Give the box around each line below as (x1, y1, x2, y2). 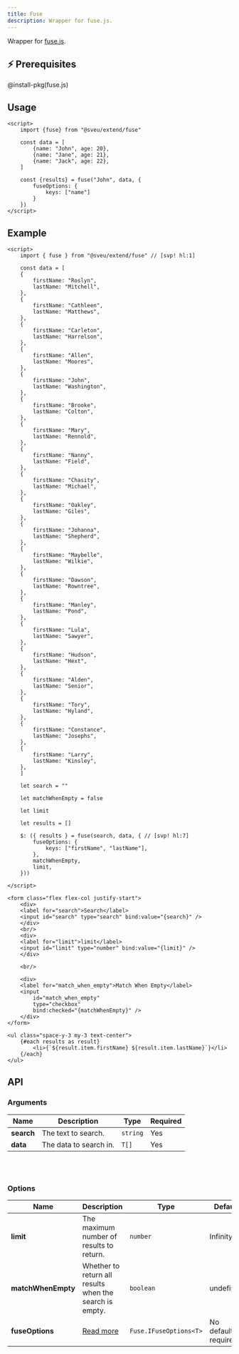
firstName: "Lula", (33, 626, 91, 633)
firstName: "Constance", (33, 726, 107, 733)
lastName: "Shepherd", (33, 533, 100, 540)
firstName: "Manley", (33, 601, 97, 608)
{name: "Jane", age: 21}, (33, 151, 110, 159)
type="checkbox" (33, 1000, 81, 1007)
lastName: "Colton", (33, 408, 94, 415)
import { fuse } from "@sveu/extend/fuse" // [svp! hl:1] (20, 252, 196, 259)
